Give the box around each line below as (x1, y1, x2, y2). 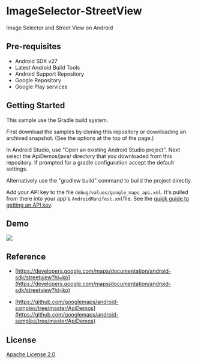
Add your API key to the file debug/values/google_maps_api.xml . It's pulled (6, 188, 188, 196)
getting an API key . (6, 201, 53, 208)
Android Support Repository (14, 70, 85, 77)
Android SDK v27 (14, 57, 58, 64)
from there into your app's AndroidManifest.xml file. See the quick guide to (6, 195, 190, 202)
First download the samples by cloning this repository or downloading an (6, 128, 187, 135)
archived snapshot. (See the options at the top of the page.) (6, 134, 154, 142)
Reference (6, 251, 46, 262)
